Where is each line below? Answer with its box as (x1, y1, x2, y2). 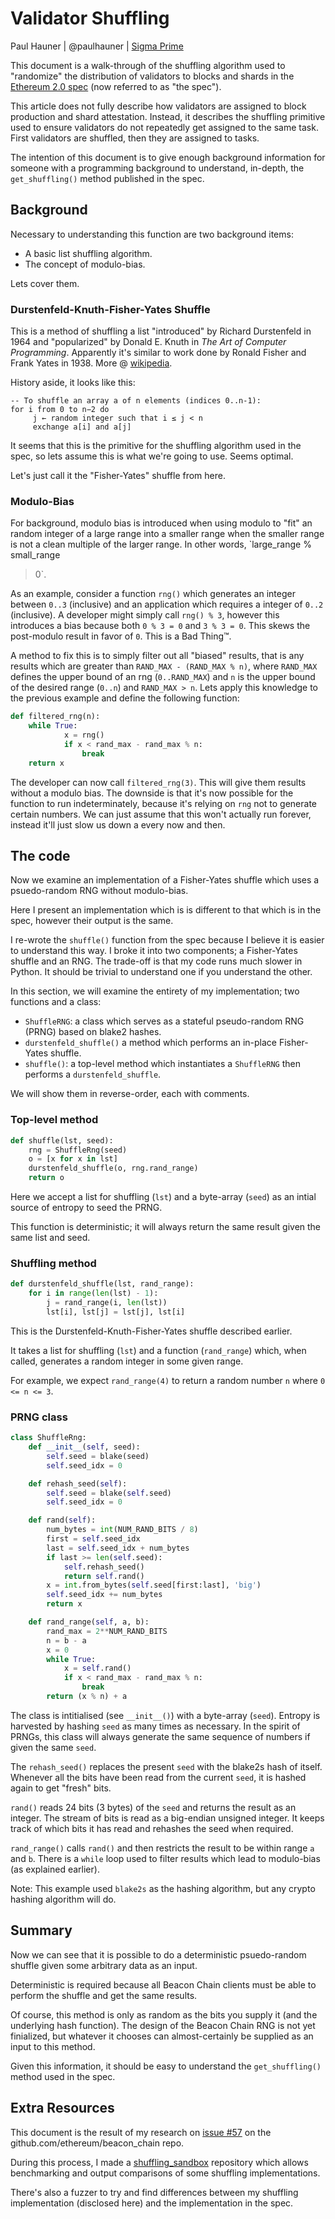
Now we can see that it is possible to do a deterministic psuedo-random (10, 1948, 307, 1961)
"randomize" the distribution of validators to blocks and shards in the (10, 70, 295, 82)
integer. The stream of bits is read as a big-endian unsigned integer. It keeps (10, 1812, 325, 1824)
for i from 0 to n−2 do (10, 405, 110, 415)
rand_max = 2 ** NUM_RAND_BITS (46, 1626, 168, 1636)
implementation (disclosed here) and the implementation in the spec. (10, 2197, 294, 2209)
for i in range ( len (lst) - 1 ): (28, 1288, 159, 1299)
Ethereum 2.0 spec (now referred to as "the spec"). (10, 80, 222, 92)
